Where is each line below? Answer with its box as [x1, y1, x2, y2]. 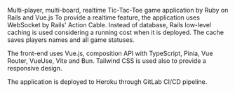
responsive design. [7, 64, 62, 72]
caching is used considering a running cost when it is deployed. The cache [7, 28, 224, 36]
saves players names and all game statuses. [7, 36, 135, 44]
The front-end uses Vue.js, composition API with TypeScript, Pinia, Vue [7, 49, 213, 57]
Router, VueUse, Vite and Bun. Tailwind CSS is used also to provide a [7, 57, 207, 65]
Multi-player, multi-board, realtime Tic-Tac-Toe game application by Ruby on [7, 6, 229, 14]
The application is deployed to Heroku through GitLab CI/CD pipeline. [7, 78, 208, 86]
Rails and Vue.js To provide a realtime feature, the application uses [7, 13, 200, 22]
